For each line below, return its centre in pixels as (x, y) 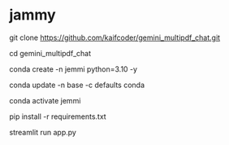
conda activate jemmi (45, 100)
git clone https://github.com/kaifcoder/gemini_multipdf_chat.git (115, 37)
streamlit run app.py (43, 132)
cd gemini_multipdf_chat (50, 53)
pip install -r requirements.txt (58, 116)
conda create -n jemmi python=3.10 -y (73, 69)
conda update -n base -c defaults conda (77, 85)
